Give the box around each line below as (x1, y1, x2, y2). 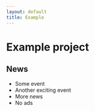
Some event (14, 80, 45, 87)
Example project (6, 40, 90, 54)
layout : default (6, 8, 47, 15)
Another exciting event (14, 86, 72, 94)
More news (14, 92, 43, 100)
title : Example (6, 14, 44, 20)
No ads (14, 99, 33, 106)
